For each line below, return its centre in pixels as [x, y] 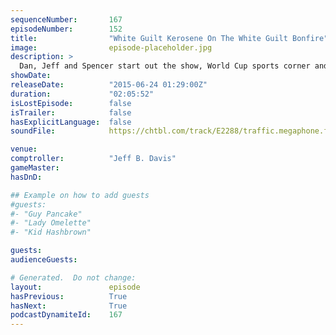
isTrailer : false [71, 112]
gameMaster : [35, 168]
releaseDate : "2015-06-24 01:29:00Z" [109, 85]
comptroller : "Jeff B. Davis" [93, 159]
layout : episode [75, 287]
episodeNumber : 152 [66, 29]
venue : [24, 149]
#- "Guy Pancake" [46, 214]
